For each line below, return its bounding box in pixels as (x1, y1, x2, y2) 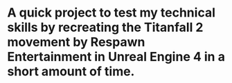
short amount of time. (7, 64, 135, 80)
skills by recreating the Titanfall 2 (7, 19, 204, 35)
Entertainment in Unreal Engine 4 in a (7, 49, 225, 65)
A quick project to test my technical (7, 5, 216, 21)
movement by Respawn (7, 35, 145, 50)
